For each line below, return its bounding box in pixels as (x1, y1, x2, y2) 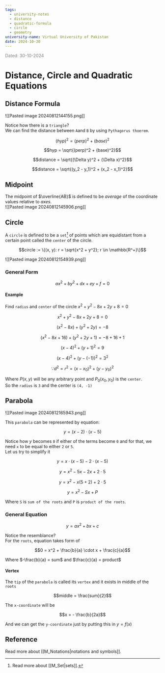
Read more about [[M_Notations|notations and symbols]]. (5, 648, 122, 654)
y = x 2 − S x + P (67, 488, 98, 495)
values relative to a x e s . (5, 199, 52, 205)
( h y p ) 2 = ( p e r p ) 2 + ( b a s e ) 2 (55, 137, 110, 144)
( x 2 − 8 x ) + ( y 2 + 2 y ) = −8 (56, 323, 109, 330)
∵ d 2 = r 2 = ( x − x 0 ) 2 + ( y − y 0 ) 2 (51, 364, 114, 373)
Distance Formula (5, 100, 60, 108)
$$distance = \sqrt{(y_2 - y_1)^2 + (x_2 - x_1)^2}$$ (31, 166, 134, 172)
